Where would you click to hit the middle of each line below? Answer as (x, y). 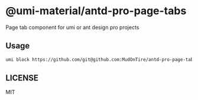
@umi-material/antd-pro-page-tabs (96, 11)
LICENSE (22, 78)
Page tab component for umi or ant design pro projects (72, 27)
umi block (18, 59)
